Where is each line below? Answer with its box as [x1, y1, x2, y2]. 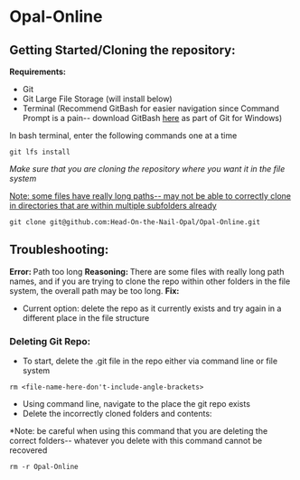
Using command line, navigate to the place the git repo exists [22, 399, 251, 409]
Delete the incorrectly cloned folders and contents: [22, 409, 212, 419]
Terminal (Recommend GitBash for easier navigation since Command [22, 103, 280, 114]
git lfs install [9, 147, 70, 156]
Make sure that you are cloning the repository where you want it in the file [9, 164, 286, 174]
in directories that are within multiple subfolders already [9, 201, 217, 211]
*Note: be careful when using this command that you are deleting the [9, 426, 268, 437]
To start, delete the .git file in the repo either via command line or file [22, 355, 278, 367]
